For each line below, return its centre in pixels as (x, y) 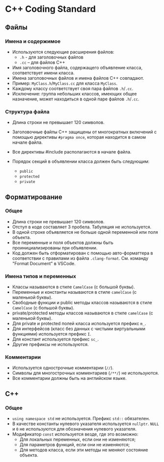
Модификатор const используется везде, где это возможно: (75, 434)
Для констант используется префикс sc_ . (55, 339)
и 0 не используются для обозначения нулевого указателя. (74, 429)
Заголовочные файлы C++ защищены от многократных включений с (84, 132)
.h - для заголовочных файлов (51, 57)
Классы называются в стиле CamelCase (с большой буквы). (73, 287)
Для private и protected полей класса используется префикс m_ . (79, 324)
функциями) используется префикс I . (52, 334)
